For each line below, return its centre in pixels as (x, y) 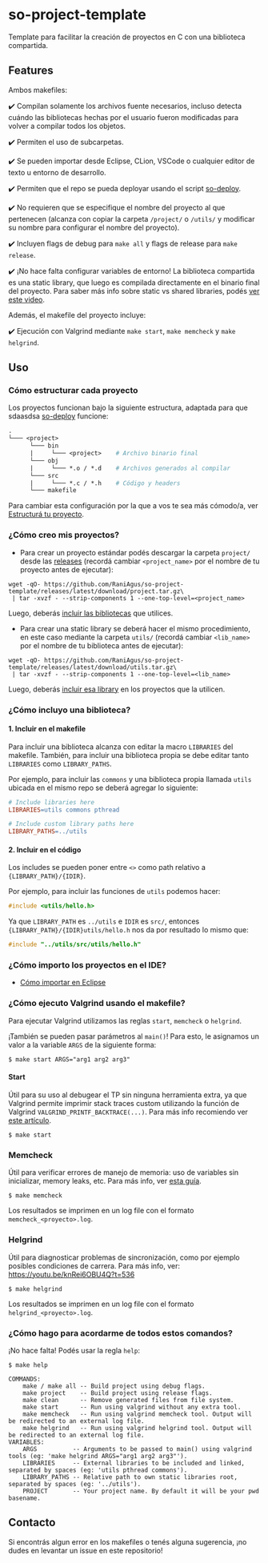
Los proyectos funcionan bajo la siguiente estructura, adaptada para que (128, 408)
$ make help (28, 1365)
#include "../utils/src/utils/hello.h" (75, 945)
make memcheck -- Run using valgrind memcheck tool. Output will (137, 1414)
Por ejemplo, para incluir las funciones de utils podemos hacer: (114, 892)
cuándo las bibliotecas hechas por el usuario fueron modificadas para (123, 117)
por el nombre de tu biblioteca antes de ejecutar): (102, 645)
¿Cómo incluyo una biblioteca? (70, 710)
